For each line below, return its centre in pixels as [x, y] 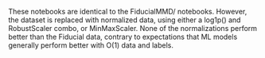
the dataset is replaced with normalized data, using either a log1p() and [125, 20]
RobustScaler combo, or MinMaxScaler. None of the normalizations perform [132, 28]
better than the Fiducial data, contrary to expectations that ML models [123, 37]
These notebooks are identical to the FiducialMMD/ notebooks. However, [128, 12]
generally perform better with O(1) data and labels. [91, 45]
